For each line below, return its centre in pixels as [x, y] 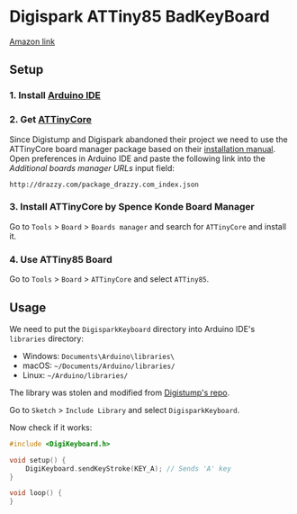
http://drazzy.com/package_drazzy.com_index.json [104, 185]
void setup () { [38, 460]
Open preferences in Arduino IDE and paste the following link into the [137, 158]
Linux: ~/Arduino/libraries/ [75, 374]
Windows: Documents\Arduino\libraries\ [99, 356]
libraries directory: [46, 338]
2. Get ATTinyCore [50, 120]
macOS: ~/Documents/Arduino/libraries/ [99, 365]
